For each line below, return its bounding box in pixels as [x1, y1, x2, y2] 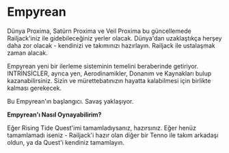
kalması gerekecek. [7, 84, 62, 92]
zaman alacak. [7, 49, 48, 57]
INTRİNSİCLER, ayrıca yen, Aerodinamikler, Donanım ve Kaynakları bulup [7, 69, 212, 78]
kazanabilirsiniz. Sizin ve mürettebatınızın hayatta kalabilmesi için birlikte [7, 76, 211, 84]
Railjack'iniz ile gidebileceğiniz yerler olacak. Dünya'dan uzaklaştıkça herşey [7, 34, 222, 42]
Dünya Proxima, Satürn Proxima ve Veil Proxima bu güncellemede [7, 27, 191, 35]
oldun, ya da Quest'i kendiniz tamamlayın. [7, 138, 125, 146]
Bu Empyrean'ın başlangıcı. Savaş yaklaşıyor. [7, 97, 134, 105]
